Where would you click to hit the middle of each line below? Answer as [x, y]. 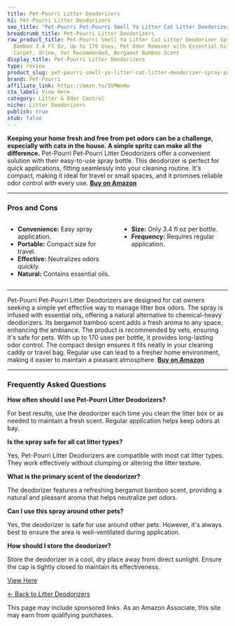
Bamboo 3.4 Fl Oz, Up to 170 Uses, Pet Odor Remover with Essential [115, 46]
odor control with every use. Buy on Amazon [72, 182]
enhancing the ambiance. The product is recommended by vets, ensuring [113, 330]
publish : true [28, 112]
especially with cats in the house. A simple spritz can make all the [105, 145]
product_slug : [28, 72]
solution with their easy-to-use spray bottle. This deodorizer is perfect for [113, 160]
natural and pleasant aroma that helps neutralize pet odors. [92, 498]
